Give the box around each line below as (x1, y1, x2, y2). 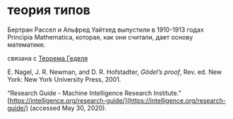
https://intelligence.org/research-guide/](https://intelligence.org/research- (9, 96, 226, 104)
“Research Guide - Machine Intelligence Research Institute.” (7, 89, 181, 97)
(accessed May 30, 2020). (30, 104, 107, 112)
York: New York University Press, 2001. (7, 75, 121, 83)
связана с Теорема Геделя (7, 54, 88, 62)
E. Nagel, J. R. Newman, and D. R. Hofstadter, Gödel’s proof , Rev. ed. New (7, 68, 222, 76)
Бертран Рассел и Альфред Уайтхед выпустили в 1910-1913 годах (7, 25, 204, 34)
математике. (7, 40, 46, 49)
